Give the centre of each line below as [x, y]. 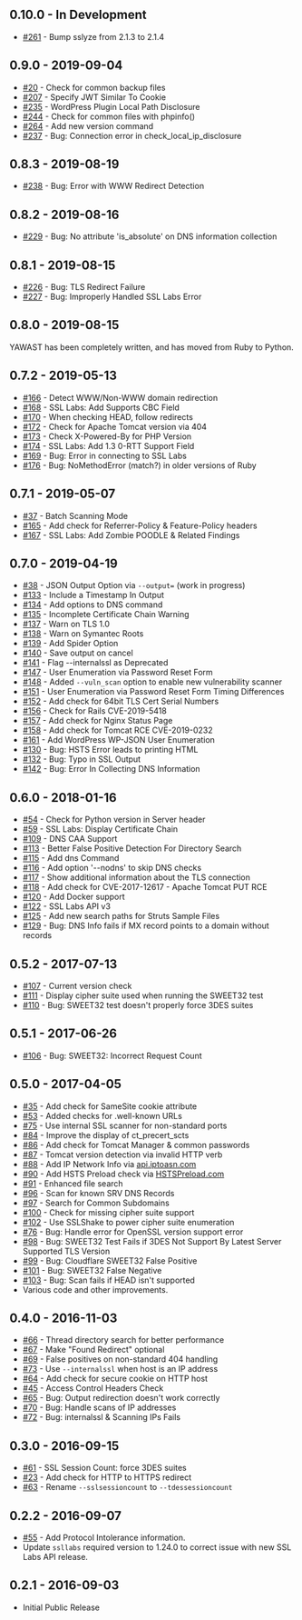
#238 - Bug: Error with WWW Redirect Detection [113, 186]
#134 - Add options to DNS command [93, 605]
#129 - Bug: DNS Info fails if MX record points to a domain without [146, 925]
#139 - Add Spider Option [70, 644]
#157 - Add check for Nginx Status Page [97, 721]
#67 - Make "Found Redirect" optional [93, 1350]
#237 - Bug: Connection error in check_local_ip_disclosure [132, 135]
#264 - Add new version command [88, 125]
